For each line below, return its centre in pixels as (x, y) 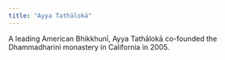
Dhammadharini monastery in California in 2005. (89, 47)
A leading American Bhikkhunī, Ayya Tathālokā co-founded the (113, 38)
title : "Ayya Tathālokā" (50, 16)
